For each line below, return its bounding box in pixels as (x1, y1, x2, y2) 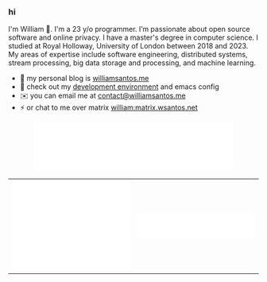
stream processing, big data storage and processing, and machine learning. (8, 58, 257, 68)
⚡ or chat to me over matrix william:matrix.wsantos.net (19, 102, 199, 113)
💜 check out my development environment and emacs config (19, 82, 220, 91)
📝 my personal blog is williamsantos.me (19, 74, 149, 83)
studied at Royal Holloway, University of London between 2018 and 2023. (8, 41, 249, 51)
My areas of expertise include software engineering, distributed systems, (8, 50, 248, 60)
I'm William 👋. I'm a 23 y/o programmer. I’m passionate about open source (8, 25, 250, 34)
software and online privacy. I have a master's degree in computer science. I (8, 33, 258, 42)
